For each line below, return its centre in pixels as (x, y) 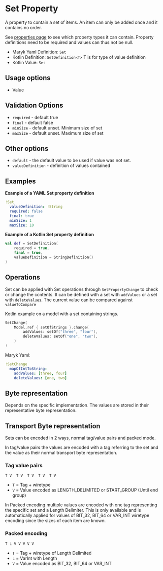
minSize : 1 (21, 220)
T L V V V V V (20, 544)
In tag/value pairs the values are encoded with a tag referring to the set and (82, 447)
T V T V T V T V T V (31, 476)
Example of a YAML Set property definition (50, 193)
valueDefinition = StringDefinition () (54, 257)
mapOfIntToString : (29, 368)
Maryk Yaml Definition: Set (39, 52)
